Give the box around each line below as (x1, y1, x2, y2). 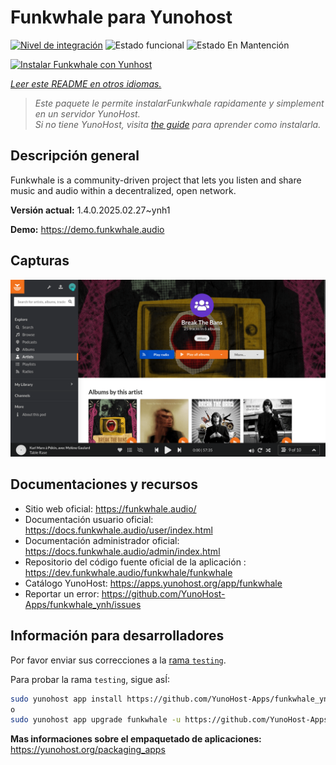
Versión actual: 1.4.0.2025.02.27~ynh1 (10, 204, 171, 216)
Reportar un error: (24, 587, 100, 600)
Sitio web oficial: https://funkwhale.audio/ (24, 502, 197, 515)
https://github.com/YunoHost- (101, 587, 226, 600)
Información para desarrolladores (10, 627, 225, 645)
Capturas (10, 252, 70, 270)
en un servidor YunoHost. (34, 107, 141, 120)
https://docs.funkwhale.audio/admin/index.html (24, 545, 221, 557)
